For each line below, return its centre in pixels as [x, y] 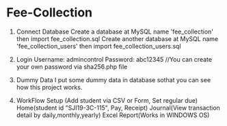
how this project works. [49, 87]
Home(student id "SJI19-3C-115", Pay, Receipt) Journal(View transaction [118, 108]
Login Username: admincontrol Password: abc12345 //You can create [114, 59]
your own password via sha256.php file [72, 66]
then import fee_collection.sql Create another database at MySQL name [117, 38]
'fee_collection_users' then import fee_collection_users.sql [99, 46]
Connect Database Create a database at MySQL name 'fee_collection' [115, 32]
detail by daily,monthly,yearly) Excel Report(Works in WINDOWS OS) [113, 115]
